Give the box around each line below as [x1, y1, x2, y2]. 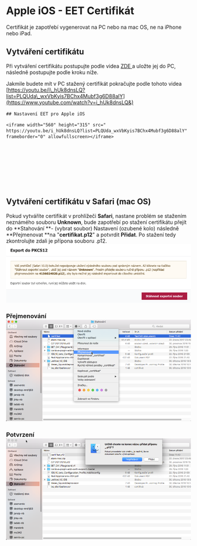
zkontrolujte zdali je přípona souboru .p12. [6, 237, 107, 244]
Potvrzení [6, 430, 35, 438]
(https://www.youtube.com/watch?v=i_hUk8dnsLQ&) [6, 99, 134, 106]
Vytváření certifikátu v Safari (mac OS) [6, 197, 151, 207]
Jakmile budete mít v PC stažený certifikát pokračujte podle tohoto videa [6, 80, 182, 87]
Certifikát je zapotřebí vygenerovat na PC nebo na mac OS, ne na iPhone [6, 24, 182, 31]
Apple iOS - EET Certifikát [6, 4, 135, 18]
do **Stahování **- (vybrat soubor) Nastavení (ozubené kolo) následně [6, 225, 179, 232]
